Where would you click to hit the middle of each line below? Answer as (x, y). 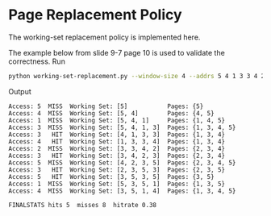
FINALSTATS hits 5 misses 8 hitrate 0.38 (83, 205)
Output (20, 91)
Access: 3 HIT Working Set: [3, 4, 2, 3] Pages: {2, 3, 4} (117, 156)
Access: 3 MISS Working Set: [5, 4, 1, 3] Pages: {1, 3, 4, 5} (122, 127)
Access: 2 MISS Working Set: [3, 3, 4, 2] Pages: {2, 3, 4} (117, 148)
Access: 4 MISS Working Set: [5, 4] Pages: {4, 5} (112, 113)
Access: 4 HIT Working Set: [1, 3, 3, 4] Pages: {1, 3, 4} (117, 141)
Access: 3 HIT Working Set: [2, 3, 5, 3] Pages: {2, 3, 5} (117, 170)
